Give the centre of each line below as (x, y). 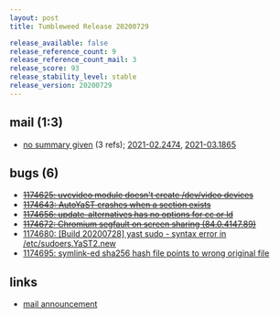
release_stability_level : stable (73, 77)
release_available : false (59, 43)
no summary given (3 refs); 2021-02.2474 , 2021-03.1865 (129, 144)
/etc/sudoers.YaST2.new (70, 244)
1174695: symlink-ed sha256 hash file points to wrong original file (146, 253)
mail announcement (60, 304)
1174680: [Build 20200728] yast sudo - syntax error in (124, 234)
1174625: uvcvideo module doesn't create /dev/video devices (138, 195)
